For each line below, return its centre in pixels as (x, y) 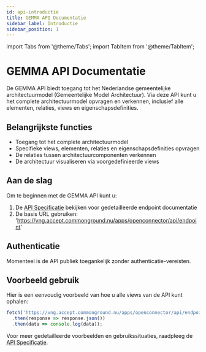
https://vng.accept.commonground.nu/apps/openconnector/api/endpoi (107, 220)
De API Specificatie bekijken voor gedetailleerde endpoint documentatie (106, 207)
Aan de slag (29, 181)
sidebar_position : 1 (33, 29)
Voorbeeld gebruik (43, 281)
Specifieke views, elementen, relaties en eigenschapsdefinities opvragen (107, 148)
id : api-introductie (33, 12)
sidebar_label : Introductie (42, 23)
